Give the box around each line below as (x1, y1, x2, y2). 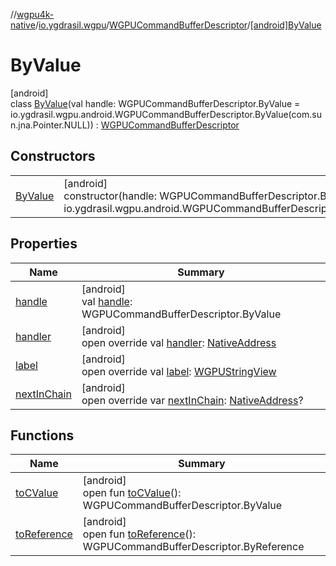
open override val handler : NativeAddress (81, 335, 277, 349)
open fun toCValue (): (82, 486, 182, 500)
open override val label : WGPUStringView (81, 364, 277, 378)
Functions (10, 427, 75, 444)
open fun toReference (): (82, 527, 197, 541)
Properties (10, 235, 78, 253)
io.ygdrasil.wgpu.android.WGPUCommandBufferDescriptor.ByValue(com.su (10, 108, 322, 120)
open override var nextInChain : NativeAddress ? (81, 393, 304, 407)
